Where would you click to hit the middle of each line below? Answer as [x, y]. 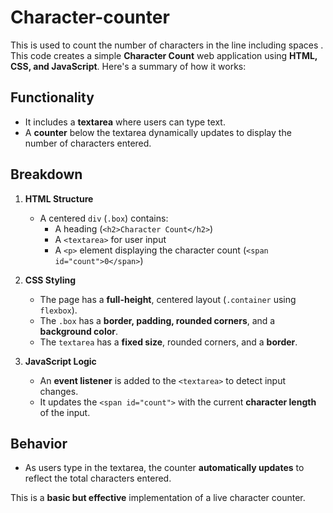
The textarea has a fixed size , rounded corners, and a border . [168, 342]
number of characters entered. [88, 143]
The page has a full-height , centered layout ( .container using [168, 299]
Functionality [52, 97]
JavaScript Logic [60, 361]
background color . [79, 331]
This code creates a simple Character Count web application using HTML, [164, 55]
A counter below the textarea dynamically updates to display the [158, 132]
